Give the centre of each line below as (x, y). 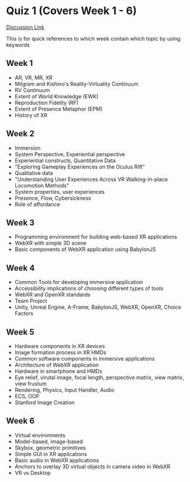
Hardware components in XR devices (60, 346)
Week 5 (20, 332)
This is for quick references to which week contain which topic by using (94, 38)
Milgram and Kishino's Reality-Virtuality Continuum (76, 84)
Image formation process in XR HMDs (60, 352)
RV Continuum (32, 90)
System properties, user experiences (60, 192)
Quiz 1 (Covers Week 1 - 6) (71, 11)
